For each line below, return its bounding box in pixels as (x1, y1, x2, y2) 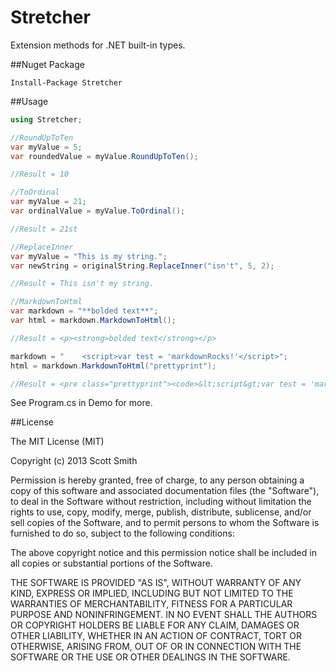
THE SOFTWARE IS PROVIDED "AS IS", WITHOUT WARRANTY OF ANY (10, 577, 302, 589)
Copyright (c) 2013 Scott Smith (10, 455, 138, 467)
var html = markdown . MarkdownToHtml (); (10, 316, 177, 326)
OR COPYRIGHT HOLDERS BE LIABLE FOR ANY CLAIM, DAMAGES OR (10, 619, 300, 631)
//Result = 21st (10, 224, 78, 234)
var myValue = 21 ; (10, 197, 87, 207)
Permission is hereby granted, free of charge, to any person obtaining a (10, 474, 305, 486)
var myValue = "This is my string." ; (10, 251, 168, 261)
